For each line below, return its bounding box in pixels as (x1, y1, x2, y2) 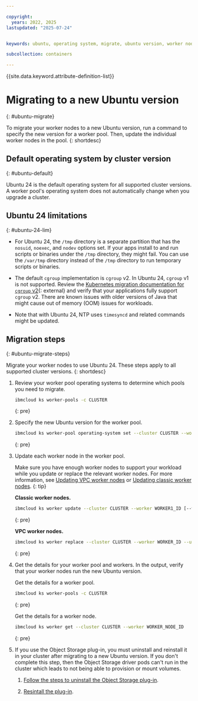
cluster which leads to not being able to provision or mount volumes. (14, 665, 181, 672)
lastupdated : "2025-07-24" (6, 25, 72, 31)
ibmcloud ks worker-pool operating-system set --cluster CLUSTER (14, 431, 179, 436)
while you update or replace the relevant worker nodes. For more (14, 470, 173, 477)
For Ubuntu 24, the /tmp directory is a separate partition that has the (14, 237, 180, 245)
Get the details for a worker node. (14, 612, 97, 620)
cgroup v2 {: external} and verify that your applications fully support (14, 287, 178, 294)
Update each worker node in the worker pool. (14, 452, 126, 459)
